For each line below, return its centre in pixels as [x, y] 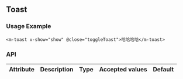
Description [57, 69]
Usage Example [29, 26]
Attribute [22, 69]
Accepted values [123, 69]
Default [163, 69]
